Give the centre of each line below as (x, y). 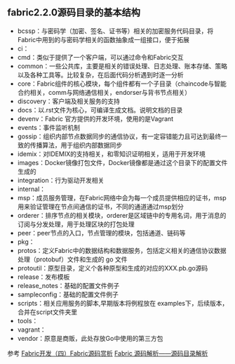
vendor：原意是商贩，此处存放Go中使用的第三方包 (90, 338)
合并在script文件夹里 (47, 312)
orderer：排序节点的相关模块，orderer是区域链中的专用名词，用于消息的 (122, 215)
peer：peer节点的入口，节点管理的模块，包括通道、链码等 (101, 233)
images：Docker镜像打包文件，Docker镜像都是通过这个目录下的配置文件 (122, 162)
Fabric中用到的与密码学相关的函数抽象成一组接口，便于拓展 (103, 39)
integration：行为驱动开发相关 (61, 180)
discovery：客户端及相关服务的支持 (69, 101)
